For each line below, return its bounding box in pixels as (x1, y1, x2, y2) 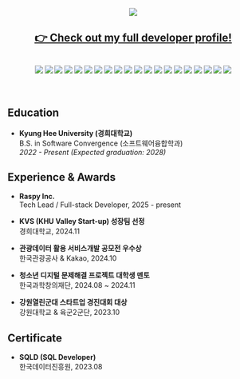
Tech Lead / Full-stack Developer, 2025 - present (18, 200, 181, 209)
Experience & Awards (7, 170, 116, 184)
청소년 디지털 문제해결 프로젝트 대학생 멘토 (18, 270, 151, 280)
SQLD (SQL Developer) (18, 353, 96, 362)
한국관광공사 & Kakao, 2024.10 (18, 253, 117, 263)
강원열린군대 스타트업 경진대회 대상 (18, 297, 128, 307)
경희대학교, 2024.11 (18, 226, 81, 236)
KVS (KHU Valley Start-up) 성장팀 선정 (18, 217, 145, 226)
